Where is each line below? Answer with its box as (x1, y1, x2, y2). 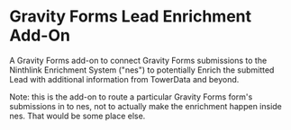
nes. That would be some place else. (9, 110, 146, 121)
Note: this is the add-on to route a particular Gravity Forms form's (9, 91, 253, 102)
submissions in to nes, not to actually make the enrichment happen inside (9, 100, 282, 111)
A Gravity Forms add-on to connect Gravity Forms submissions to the (9, 55, 268, 65)
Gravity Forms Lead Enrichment (9, 6, 252, 27)
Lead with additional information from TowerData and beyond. (9, 74, 240, 84)
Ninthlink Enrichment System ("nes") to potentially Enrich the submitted (9, 65, 275, 75)
